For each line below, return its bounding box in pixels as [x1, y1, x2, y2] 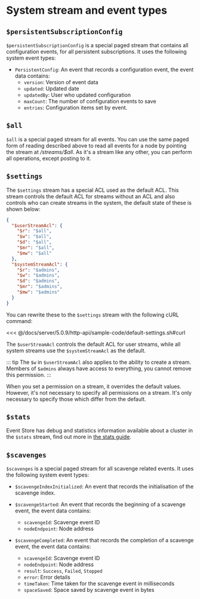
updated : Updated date [23, 85, 79, 92]
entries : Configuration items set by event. [23, 104, 128, 111]
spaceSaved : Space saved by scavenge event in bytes [23, 586, 155, 594]
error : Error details [23, 574, 70, 581]
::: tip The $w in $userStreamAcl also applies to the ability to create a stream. [6, 358, 192, 365]
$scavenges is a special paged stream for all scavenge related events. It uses [6, 465, 194, 472]
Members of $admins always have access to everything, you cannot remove [6, 365, 192, 372]
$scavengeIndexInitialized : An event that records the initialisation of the [14, 483, 194, 490]
